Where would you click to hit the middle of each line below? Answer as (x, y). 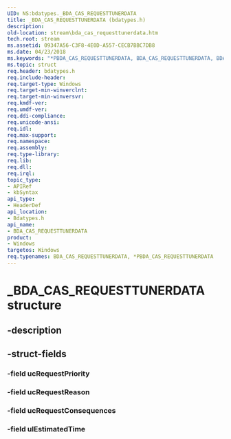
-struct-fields (37, 354)
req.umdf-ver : (27, 109)
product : (20, 237)
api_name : (21, 224)
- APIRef (20, 186)
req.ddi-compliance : (37, 116)
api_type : (21, 199)
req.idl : (20, 129)
